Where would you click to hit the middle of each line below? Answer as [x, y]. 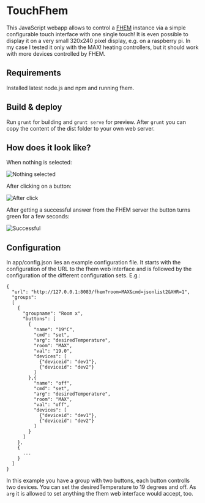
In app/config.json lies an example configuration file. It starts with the [94, 263]
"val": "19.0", [53, 351]
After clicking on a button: [39, 186]
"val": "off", [51, 405]
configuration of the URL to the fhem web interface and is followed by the [99, 269]
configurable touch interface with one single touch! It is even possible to [97, 34]
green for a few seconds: [38, 217]
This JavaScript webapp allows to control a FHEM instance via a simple [96, 28]
